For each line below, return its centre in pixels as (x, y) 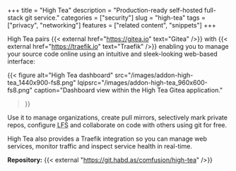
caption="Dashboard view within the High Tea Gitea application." (129, 90)
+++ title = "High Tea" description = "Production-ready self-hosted (105, 10)
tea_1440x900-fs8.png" (42, 83)
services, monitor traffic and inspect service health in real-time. (100, 146)
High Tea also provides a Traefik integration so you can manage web (107, 138)
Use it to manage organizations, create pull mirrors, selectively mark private (118, 117)
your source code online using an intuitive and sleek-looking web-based (112, 54)
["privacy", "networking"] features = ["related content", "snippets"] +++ (112, 25)
